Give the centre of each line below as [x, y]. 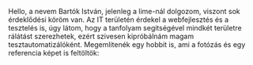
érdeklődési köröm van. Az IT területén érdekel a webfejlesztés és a [119, 20]
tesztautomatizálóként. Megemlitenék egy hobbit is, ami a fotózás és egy [127, 45]
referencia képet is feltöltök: [54, 53]
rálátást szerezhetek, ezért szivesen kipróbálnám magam [101, 36]
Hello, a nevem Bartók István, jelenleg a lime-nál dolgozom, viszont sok [124, 11]
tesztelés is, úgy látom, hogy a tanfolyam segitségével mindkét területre [125, 28]
